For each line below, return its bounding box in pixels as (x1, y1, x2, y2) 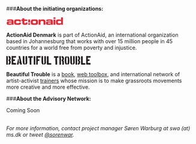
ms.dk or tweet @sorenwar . (6, 131, 75, 138)
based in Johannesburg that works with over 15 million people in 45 (6, 38, 173, 44)
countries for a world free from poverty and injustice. (6, 44, 137, 51)
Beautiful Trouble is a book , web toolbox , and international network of (6, 71, 180, 77)
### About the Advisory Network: (6, 95, 91, 102)
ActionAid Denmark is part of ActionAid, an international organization (6, 31, 179, 38)
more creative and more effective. (6, 83, 90, 91)
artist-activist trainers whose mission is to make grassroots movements (6, 77, 182, 84)
